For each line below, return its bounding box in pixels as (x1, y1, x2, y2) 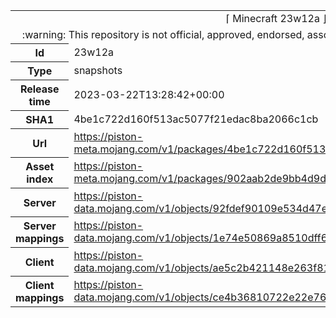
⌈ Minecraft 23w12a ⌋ (225, 12, 327, 25)
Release (19, 82, 60, 96)
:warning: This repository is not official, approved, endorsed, (21, 28, 305, 41)
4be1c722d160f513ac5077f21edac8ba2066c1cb (73, 112, 319, 126)
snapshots (73, 64, 123, 77)
